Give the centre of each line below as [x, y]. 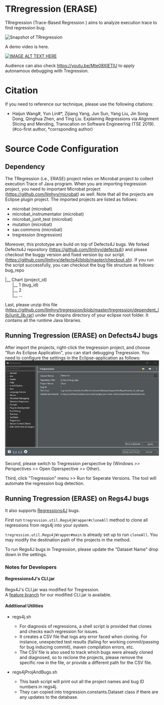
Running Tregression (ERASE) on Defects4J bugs [82, 336]
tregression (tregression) [37, 235]
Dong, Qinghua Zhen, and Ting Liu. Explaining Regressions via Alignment [85, 119]
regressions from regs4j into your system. [47, 525]
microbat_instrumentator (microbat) [48, 214]
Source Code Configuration [62, 149]
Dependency [25, 167]
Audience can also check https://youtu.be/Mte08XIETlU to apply [70, 65]
